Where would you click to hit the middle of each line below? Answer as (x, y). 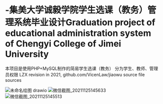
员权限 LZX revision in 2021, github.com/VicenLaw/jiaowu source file (75, 74)
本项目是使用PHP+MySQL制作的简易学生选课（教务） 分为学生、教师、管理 (82, 68)
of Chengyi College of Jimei (63, 44)
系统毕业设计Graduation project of (85, 22)
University (27, 54)
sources (13, 80)
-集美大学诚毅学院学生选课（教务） (77, 10)
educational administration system (78, 33)
